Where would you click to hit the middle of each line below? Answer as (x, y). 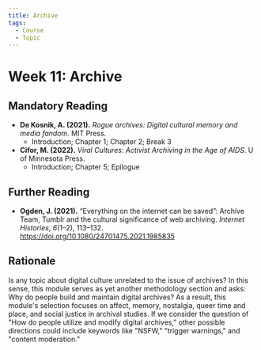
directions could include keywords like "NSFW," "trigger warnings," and (124, 330)
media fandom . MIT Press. (63, 133)
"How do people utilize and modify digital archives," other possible (117, 322)
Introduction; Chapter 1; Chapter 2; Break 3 (101, 142)
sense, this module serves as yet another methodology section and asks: (127, 288)
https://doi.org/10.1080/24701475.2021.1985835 (97, 236)
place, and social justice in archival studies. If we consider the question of (129, 314)
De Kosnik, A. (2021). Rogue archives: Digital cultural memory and (129, 125)
